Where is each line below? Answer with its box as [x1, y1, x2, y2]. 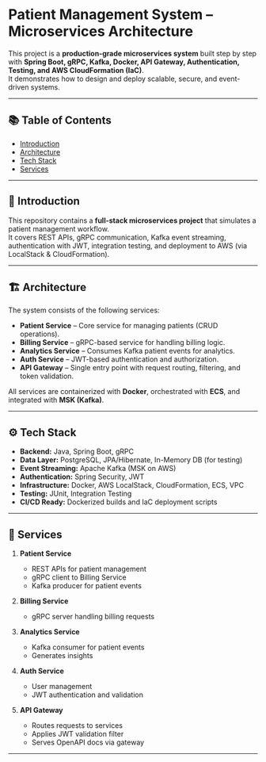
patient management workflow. [8, 224, 109, 233]
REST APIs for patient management [31, 565, 146, 573]
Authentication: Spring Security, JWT [19, 472, 145, 481]
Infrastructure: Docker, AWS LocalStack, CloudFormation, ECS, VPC [19, 481, 244, 490]
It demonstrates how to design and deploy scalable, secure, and [8, 74, 218, 83]
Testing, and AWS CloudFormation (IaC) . [8, 65, 144, 75]
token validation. [19, 371, 74, 381]
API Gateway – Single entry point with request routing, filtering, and [19, 363, 241, 373]
